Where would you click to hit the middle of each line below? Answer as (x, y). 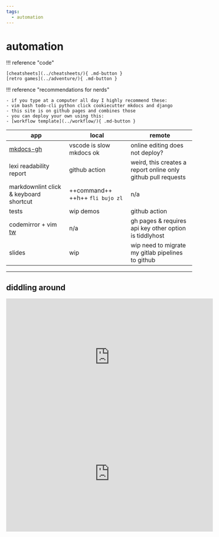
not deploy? (147, 153)
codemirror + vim (33, 224)
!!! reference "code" (30, 63)
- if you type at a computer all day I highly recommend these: (87, 101)
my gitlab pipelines (157, 253)
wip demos (84, 211)
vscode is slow (89, 146)
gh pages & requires (159, 221)
